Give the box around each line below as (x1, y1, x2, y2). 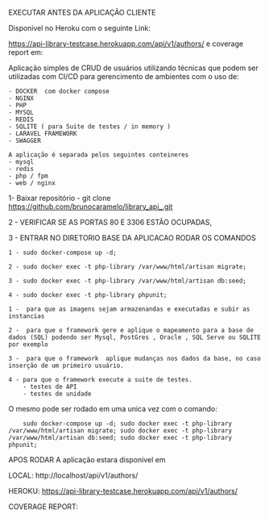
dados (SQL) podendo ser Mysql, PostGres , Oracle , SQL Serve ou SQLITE (8, 333, 262, 341)
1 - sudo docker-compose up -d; (8, 249, 117, 257)
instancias (8, 312, 45, 320)
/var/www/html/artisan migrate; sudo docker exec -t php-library (8, 427, 232, 435)
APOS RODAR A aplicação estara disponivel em (8, 455, 166, 464)
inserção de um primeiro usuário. (8, 361, 125, 370)
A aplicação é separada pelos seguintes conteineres (8, 151, 189, 159)
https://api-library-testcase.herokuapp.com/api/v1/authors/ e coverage (8, 39, 244, 48)
